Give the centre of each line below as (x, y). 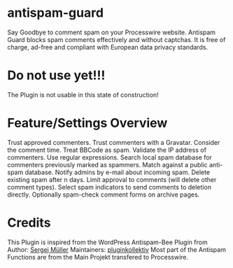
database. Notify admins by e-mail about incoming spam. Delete (118, 172)
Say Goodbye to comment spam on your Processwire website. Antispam (111, 32)
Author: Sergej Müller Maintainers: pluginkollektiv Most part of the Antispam (116, 249)
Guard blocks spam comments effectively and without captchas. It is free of (116, 39)
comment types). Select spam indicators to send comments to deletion (110, 187)
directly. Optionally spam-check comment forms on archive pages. (104, 195)
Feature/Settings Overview (87, 123)
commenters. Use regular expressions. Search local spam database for (110, 157)
